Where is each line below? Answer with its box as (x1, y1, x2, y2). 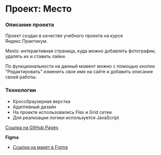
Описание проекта (5, 21, 54, 28)
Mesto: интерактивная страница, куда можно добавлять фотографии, (5, 48, 156, 54)
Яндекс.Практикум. (5, 38, 48, 44)
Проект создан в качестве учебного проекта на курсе (5, 33, 123, 39)
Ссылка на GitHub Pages (5, 124, 58, 130)
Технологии (5, 87, 37, 94)
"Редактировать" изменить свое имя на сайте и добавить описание (5, 69, 153, 75)
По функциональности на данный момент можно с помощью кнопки (5, 63, 155, 69)
